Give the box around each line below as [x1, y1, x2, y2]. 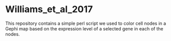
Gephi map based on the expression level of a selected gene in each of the [5, 25, 164, 31]
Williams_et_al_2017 [5, 4, 93, 15]
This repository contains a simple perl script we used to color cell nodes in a [5, 20, 166, 26]
